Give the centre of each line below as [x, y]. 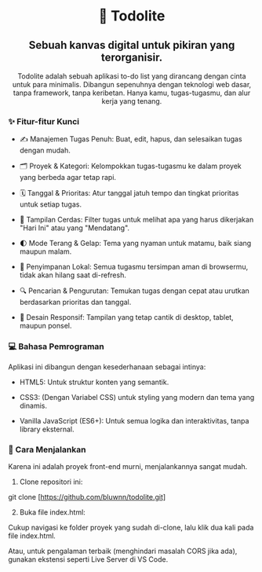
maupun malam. [45, 251]
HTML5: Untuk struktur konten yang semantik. [94, 382]
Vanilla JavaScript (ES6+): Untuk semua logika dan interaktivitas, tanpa [134, 420]
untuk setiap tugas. [51, 204]
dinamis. [33, 405]
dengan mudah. [45, 150]
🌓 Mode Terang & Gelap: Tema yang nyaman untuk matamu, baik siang [135, 244]
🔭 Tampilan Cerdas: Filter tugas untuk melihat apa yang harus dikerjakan [136, 220]
